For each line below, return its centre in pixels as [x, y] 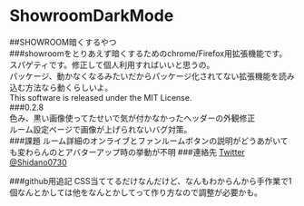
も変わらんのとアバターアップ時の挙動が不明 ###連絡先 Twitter [127, 152]
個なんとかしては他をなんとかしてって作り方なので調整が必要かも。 [136, 192]
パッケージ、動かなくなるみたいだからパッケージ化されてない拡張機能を [144, 76]
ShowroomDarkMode [92, 16]
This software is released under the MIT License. [101, 97]
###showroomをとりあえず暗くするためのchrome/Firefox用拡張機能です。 [148, 53]
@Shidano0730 [39, 162]
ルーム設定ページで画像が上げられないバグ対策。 [101, 129]
